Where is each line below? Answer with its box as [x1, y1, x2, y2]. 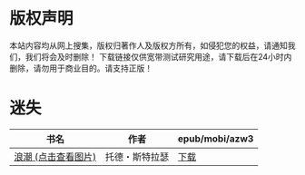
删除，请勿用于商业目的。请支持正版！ [9, 63, 152, 73]
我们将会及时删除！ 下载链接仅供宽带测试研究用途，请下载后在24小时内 [25, 51, 292, 62]
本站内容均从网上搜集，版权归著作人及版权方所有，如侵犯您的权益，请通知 [9, 40, 288, 51]
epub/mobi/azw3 [177, 132, 254, 145]
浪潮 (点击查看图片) [14, 151, 97, 163]
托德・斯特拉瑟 [104, 151, 170, 163]
